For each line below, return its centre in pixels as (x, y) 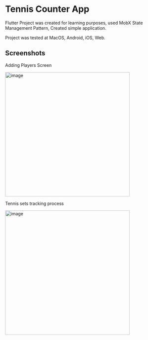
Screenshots (25, 53)
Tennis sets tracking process (35, 203)
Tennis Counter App (47, 9)
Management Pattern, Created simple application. (56, 28)
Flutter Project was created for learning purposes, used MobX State (74, 23)
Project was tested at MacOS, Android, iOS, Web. (55, 38)
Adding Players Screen (28, 65)
